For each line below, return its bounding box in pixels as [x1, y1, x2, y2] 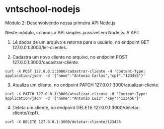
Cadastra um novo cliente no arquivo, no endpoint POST [12, 54, 128, 60]
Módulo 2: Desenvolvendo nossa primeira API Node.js [5, 20, 116, 26]
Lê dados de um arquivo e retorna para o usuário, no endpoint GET [12, 39, 150, 45]
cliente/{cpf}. [12, 110, 40, 116]
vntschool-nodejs [5, 3, 81, 15]
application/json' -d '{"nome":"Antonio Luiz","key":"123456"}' [5, 96, 141, 101]
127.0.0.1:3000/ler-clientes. [12, 44, 68, 50]
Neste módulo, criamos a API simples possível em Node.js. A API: [5, 29, 139, 35]
